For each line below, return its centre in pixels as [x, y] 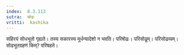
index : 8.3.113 [26, 11]
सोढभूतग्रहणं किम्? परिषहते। [32, 46]
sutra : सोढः [20, 17]
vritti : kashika [27, 22]
